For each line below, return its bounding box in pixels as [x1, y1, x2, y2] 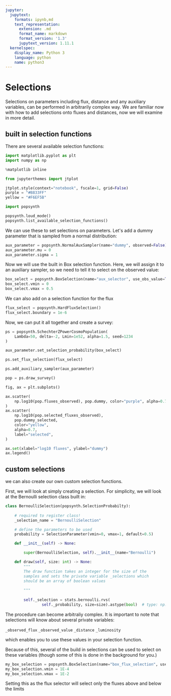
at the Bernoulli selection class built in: [5, 494, 86, 500]
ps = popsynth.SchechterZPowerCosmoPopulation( [5, 329, 108, 334]
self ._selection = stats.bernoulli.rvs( [23, 597, 110, 603]
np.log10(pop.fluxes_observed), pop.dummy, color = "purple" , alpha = [14, 399, 160, 404]
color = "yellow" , [14, 422, 49, 427]
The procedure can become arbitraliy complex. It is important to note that [5, 611, 159, 617]
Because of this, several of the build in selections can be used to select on [5, 646, 161, 653]
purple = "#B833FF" [5, 190, 47, 196]
